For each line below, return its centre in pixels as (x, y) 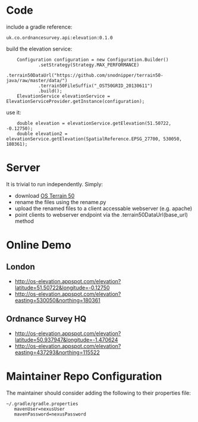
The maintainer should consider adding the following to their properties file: (99, 393)
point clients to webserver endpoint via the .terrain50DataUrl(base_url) (101, 214)
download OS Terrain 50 (45, 196)
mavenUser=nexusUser (40, 409)
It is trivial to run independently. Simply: (54, 184)
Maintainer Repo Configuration (84, 376)
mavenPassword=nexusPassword (50, 414)
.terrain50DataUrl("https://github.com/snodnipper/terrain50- (85, 75)
